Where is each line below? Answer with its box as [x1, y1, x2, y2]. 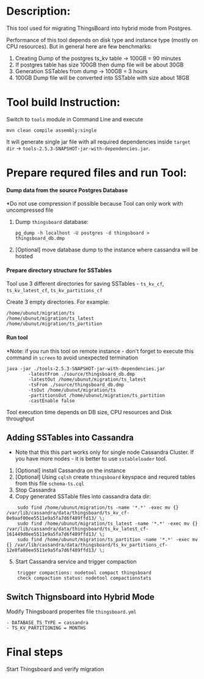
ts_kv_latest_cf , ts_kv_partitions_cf [6, 287, 103, 294]
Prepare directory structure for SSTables [6, 267, 112, 274]
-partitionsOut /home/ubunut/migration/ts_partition [28, 392, 166, 398]
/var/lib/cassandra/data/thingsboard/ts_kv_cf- [6, 510, 130, 516]
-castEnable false [28, 398, 75, 404]
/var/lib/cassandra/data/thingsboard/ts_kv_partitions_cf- [14, 542, 168, 548]
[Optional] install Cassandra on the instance [15, 467, 126, 474]
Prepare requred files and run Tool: [6, 166, 188, 180]
